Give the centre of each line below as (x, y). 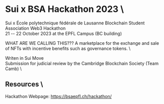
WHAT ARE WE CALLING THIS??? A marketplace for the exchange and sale (82, 43)
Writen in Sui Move (24, 58)
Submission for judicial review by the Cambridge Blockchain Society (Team (82, 63)
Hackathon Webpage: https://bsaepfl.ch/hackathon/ (58, 96)
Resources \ (24, 84)
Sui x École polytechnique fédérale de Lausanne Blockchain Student (75, 23)
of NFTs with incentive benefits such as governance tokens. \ (68, 48)
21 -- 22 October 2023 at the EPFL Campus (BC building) (64, 33)
